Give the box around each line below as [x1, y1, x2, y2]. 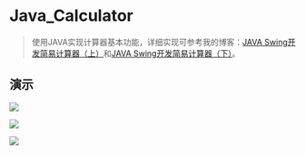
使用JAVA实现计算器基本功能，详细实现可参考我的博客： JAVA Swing [31, 36, 288, 47]
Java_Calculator [9, 5, 133, 26]
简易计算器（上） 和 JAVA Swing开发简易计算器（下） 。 [39, 47, 241, 59]
